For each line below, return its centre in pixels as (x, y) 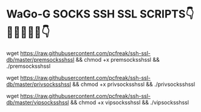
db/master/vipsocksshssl (38, 102)
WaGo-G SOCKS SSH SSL (72, 14)
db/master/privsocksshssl (39, 84)
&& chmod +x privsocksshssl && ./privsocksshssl (134, 84)
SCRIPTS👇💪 (167, 14)
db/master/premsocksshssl (40, 59)
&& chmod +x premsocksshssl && (118, 59)
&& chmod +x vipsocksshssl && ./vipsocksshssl (130, 102)
